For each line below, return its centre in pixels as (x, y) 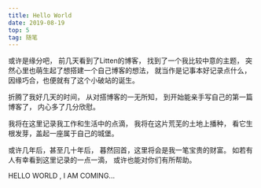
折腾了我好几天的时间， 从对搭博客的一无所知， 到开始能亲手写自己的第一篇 (130, 97)
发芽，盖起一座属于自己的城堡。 (66, 134)
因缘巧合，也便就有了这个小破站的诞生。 (74, 80)
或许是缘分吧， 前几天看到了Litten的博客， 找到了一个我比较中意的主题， (126, 61)
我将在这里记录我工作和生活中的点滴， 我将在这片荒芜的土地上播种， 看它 (127, 123)
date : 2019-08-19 (37, 23)
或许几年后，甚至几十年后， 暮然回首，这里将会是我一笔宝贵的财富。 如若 (127, 150)
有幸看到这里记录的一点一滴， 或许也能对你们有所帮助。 (105, 160)
